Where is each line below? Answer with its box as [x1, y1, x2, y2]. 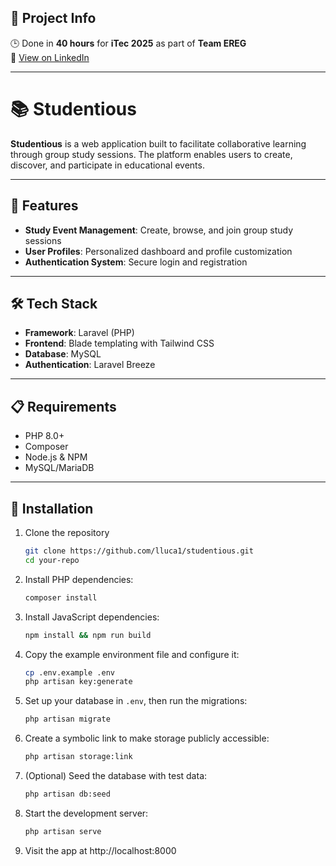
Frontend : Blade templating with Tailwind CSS [24, 337, 215, 350]
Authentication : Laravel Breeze [24, 359, 156, 371]
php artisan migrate [24, 714, 111, 725]
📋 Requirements [10, 398, 117, 415]
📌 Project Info [10, 10, 97, 27]
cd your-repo [24, 555, 80, 565]
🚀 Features [10, 197, 79, 215]
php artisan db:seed [24, 789, 111, 799]
